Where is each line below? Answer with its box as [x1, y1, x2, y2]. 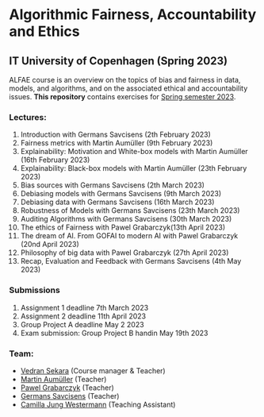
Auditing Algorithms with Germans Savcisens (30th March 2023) [20, 214, 232, 224]
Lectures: [9, 111, 47, 122]
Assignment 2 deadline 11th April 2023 [20, 311, 146, 321]
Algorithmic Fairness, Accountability [9, 6, 257, 24]
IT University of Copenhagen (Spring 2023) [9, 54, 228, 68]
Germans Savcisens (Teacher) [20, 391, 120, 400]
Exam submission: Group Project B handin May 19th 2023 [20, 328, 209, 338]
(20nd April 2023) [20, 240, 80, 249]
